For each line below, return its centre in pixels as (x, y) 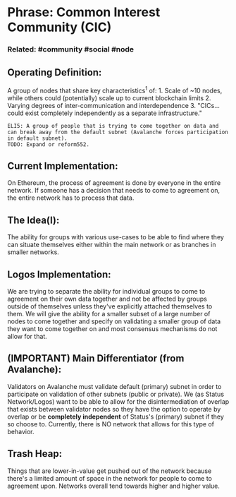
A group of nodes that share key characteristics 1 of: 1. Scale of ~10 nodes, (115, 90)
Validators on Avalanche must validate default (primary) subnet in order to (114, 386)
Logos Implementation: (59, 274)
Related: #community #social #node (71, 49)
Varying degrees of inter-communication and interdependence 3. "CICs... (114, 105)
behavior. (21, 431)
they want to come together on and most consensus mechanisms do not (112, 329)
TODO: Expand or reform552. (49, 144)
